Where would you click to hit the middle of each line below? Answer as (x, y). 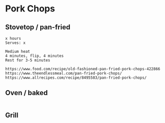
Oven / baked (27, 93)
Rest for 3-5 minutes (28, 60)
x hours (13, 38)
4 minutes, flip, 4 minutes (35, 56)
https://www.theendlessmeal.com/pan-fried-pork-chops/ (64, 73)
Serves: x (16, 43)
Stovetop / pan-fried (38, 27)
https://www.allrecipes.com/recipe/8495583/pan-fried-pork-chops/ (76, 78)
